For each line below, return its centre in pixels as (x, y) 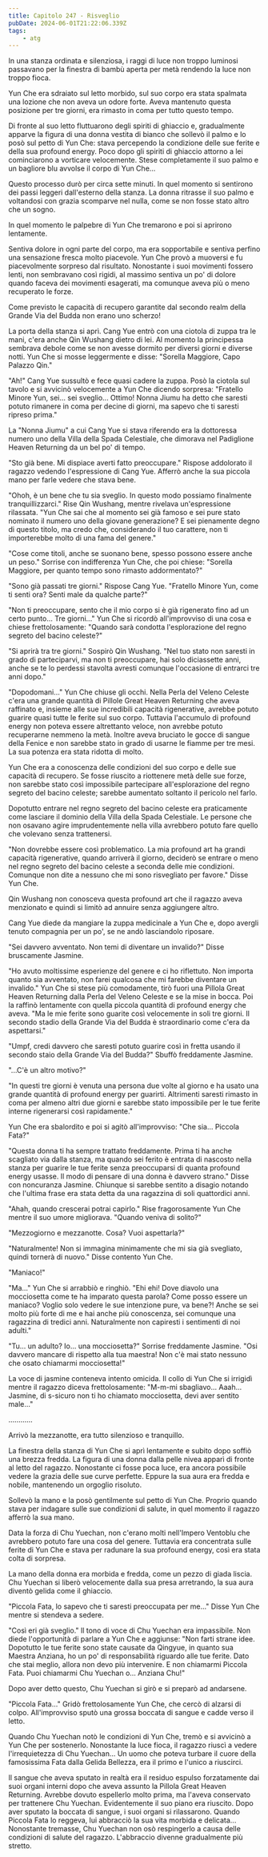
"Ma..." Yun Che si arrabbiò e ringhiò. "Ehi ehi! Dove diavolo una (114, 1288)
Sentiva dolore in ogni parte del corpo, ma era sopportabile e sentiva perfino (134, 249)
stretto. (20, 1846)
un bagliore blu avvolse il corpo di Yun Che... (82, 168)
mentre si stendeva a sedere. (56, 1615)
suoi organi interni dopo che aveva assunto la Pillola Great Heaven (117, 1787)
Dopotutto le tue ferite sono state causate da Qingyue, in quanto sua (121, 1648)
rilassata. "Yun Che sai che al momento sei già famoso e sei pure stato (124, 513)
